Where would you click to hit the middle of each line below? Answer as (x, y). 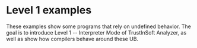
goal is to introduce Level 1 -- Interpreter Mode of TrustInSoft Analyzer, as (96, 32)
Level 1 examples (49, 10)
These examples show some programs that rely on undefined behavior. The (99, 26)
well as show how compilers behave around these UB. (72, 39)
